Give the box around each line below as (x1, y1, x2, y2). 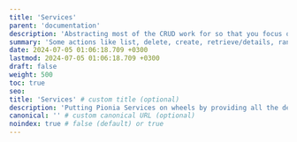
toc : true (9, 78, 46, 87)
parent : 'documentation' (9, 21, 101, 30)
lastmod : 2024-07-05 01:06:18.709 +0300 (9, 54, 161, 63)
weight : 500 (9, 71, 53, 79)
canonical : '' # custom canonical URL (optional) (9, 111, 196, 120)
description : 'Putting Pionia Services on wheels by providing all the (9, 103, 278, 112)
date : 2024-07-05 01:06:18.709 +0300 (9, 46, 148, 55)
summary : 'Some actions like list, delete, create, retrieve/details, (9, 37, 275, 47)
